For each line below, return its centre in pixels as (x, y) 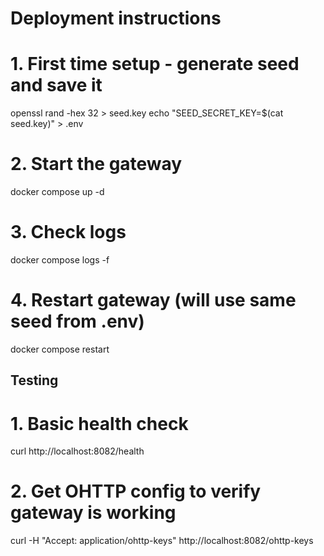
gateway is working (93, 513)
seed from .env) (77, 321)
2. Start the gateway (96, 164)
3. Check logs (68, 232)
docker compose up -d (57, 192)
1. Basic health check (99, 423)
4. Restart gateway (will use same (153, 300)
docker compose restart (60, 349)
